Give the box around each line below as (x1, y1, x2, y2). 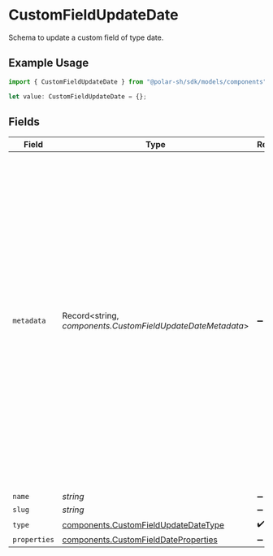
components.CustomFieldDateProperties (62, 534, 218, 545)
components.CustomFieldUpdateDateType (62, 519, 225, 530)
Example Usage (8, 56, 89, 70)
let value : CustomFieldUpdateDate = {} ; (8, 92, 148, 101)
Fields (8, 115, 41, 128)
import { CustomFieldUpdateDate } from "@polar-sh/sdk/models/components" (8, 77, 267, 86)
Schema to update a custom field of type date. (8, 33, 164, 42)
